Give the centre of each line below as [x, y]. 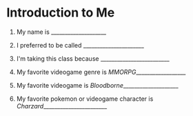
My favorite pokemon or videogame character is [85, 99]
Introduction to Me [61, 13]
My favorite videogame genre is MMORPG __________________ [101, 72]
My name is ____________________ [61, 32]
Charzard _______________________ [62, 106]
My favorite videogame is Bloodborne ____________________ [97, 85]
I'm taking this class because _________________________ [93, 58]
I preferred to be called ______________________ [80, 45]
